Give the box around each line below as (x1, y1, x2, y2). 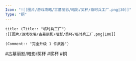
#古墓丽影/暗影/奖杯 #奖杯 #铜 (5, 51, 67, 57)
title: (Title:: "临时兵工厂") (5, 26, 66, 31)
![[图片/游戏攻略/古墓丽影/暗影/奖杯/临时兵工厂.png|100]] (5, 32, 116, 37)
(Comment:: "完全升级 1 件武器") (5, 41, 69, 46)
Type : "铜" (5, 12, 27, 17)
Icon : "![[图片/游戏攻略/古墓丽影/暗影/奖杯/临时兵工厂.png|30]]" (5, 7, 132, 12)
